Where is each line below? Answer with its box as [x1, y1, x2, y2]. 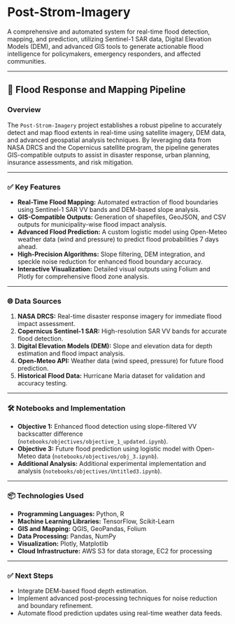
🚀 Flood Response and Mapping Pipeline [7, 84, 186, 96]
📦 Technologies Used [7, 491, 84, 501]
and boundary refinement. [17, 602, 93, 610]
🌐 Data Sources [7, 296, 62, 306]
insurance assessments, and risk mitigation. [7, 158, 134, 166]
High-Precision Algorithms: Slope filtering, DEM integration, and [17, 250, 205, 258]
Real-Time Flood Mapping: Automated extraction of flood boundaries [17, 197, 219, 206]
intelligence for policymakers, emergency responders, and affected [7, 50, 201, 58]
